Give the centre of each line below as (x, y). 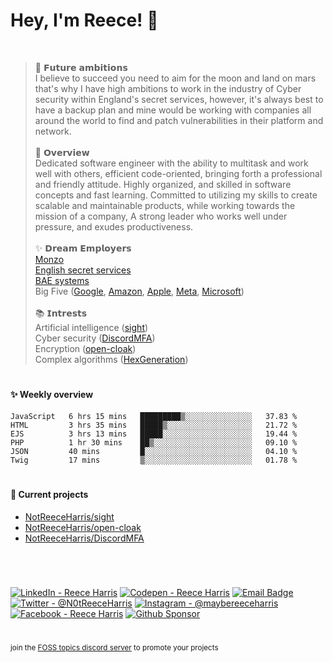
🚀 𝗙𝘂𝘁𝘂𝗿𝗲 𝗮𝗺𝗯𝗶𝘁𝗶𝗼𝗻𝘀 (81, 67)
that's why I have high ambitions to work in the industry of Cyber (168, 88)
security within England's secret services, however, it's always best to (179, 99)
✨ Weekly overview (52, 395)
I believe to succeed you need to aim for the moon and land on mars (175, 78)
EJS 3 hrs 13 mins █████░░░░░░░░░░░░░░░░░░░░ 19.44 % (154, 434)
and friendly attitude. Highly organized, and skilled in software (163, 184)
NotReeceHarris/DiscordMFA (84, 538)
